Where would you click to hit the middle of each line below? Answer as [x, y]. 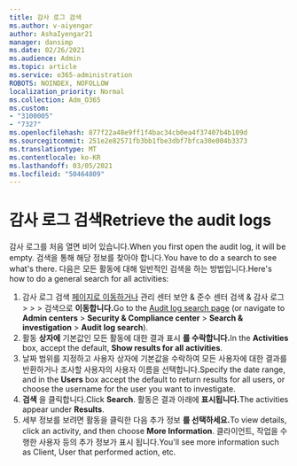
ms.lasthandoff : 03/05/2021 [61, 166]
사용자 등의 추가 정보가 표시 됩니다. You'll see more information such [159, 442]
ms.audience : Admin [45, 58]
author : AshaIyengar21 [51, 34]
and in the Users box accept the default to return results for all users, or [153, 380]
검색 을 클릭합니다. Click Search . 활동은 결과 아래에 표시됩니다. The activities [155, 400]
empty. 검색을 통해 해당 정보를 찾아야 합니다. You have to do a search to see [143, 258]
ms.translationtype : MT [53, 149]
